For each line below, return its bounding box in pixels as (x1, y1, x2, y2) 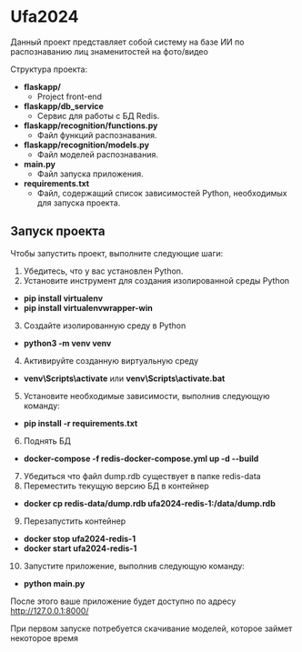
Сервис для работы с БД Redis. (36, 110, 160, 121)
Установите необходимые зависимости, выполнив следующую (23, 390, 270, 401)
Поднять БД (23, 435, 72, 446)
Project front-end (36, 91, 103, 102)
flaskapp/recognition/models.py (23, 139, 149, 150)
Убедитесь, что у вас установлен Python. (23, 266, 184, 276)
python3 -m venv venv (23, 337, 112, 348)
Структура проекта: (10, 64, 88, 75)
